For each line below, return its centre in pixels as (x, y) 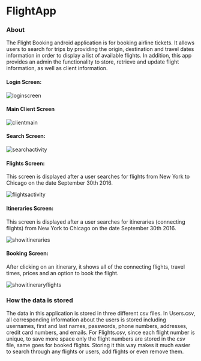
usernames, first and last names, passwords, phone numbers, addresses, (97, 326)
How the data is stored (40, 300)
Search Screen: (26, 136)
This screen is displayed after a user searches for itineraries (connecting (96, 222)
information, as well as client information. (57, 68)
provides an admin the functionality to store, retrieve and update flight (93, 62)
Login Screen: (24, 82)
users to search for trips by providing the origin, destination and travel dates (100, 49)
